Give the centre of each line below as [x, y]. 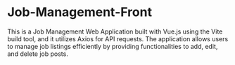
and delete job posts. [38, 54]
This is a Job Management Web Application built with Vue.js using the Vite [115, 31]
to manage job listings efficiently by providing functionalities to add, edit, [113, 46]
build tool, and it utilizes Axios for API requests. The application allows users [118, 38]
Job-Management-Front [80, 12]
